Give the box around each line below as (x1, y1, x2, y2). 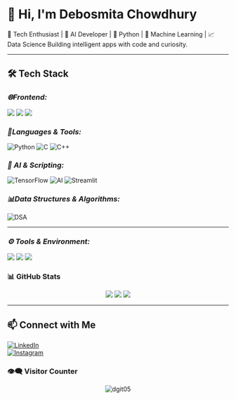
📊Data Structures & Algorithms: (7, 194, 121, 204)
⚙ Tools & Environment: (7, 236, 90, 246)
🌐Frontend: (7, 93, 48, 102)
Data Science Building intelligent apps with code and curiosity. (7, 40, 188, 48)
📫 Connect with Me (7, 319, 96, 331)
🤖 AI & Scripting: (7, 160, 65, 170)
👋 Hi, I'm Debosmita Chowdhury (7, 6, 197, 22)
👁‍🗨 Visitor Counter (7, 366, 78, 376)
